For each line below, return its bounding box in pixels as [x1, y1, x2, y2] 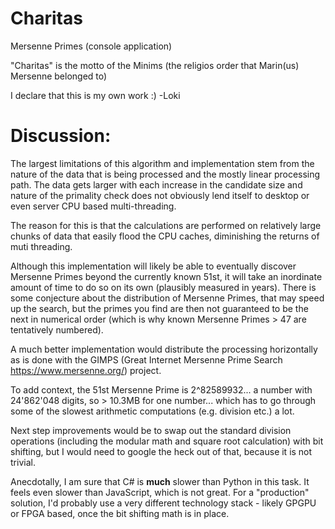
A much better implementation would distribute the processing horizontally [10, 343, 318, 355]
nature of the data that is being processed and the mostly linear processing [10, 168, 321, 180]
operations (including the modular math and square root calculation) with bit [10, 435, 324, 447]
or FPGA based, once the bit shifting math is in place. [10, 507, 230, 519]
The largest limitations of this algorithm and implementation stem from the [10, 157, 315, 169]
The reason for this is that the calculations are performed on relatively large [10, 219, 322, 231]
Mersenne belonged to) [10, 70, 108, 82]
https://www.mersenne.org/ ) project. [10, 364, 162, 376]
